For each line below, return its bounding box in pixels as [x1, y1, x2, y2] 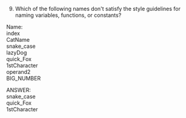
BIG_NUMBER [6, 75, 41, 82]
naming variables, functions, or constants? [15, 11, 122, 19]
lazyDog [6, 49, 27, 56]
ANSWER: [6, 87, 32, 93]
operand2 [6, 68, 31, 75]
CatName [6, 36, 30, 43]
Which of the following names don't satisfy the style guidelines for [15, 5, 181, 12]
